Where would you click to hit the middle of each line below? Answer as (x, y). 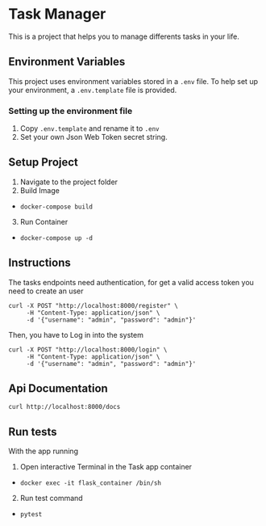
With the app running (44, 451)
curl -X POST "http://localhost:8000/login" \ (88, 349)
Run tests (33, 432)
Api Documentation (58, 389)
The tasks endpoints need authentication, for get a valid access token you (131, 282)
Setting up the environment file (71, 111)
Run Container (44, 221)
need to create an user (46, 291)
